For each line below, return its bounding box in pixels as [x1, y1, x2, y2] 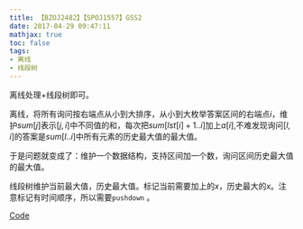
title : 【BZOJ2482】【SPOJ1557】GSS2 [9, 13, 142, 23]
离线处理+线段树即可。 [9, 89, 95, 100]
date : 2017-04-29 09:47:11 [9, 22, 111, 31]
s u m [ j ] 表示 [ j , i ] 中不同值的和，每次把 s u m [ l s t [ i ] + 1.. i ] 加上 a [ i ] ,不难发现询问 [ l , [17, 119, 291, 131]
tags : [9, 47, 30, 56]
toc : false [9, 38, 50, 48]
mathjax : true [9, 30, 63, 39]
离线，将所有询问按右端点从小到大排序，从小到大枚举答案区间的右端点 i [9, 108, 272, 119]
